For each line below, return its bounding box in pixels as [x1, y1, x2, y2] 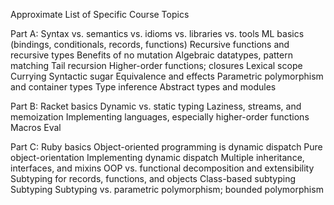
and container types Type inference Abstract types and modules [10, 81, 277, 93]
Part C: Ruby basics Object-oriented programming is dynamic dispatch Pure [10, 141, 323, 153]
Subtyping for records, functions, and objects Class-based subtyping [10, 173, 297, 184]
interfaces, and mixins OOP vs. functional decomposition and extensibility [10, 162, 315, 174]
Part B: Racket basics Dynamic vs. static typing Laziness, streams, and [10, 100, 302, 112]
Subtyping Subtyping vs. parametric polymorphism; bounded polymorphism [10, 184, 324, 195]
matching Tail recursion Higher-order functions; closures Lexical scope [10, 60, 303, 71]
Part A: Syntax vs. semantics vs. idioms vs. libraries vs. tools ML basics [10, 28, 305, 39]
